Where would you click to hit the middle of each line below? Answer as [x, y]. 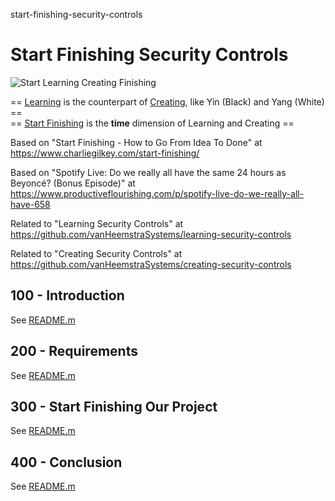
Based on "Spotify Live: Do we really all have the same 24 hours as [148, 172]
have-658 [30, 204]
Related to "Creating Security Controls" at [96, 253]
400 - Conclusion [66, 462]
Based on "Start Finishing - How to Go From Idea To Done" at [136, 142]
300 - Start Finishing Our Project [114, 406]
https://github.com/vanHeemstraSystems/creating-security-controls [151, 264]
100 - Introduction [67, 295]
